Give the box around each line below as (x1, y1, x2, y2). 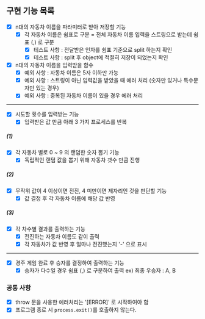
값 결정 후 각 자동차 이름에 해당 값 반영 (24, 195, 116, 202)
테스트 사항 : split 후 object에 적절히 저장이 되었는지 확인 (33, 54, 168, 61)
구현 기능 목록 (6, 5, 55, 16)
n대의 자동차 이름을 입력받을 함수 (15, 62, 94, 69)
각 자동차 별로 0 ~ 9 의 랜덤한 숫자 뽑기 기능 (15, 149, 120, 156)
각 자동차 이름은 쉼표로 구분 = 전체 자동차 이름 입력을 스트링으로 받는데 (24, 30, 192, 38)
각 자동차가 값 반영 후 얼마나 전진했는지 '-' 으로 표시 (24, 240, 148, 248)
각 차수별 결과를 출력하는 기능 (15, 225, 85, 232)
